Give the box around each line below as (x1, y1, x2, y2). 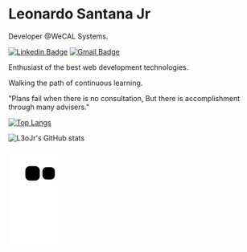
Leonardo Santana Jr (8, 5, 151, 23)
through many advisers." (8, 102, 90, 112)
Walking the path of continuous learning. (8, 78, 143, 87)
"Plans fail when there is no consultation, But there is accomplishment (8, 93, 241, 103)
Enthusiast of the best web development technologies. (8, 62, 189, 72)
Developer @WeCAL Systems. (8, 31, 109, 41)
